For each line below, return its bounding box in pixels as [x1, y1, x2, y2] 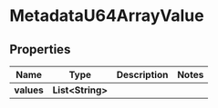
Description [116, 69, 169, 81]
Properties [9, 42, 71, 57]
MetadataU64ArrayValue [9, 5, 204, 26]
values [14, 83, 44, 96]
